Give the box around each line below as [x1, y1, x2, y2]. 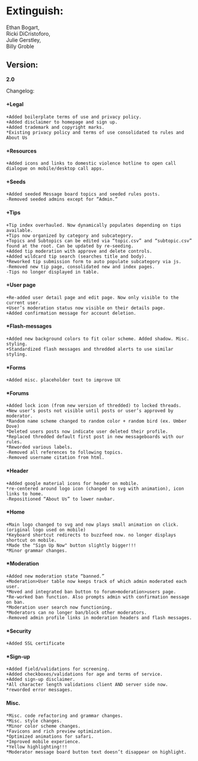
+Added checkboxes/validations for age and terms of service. [6, 671, 163, 677]
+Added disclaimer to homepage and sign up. [6, 119, 118, 125]
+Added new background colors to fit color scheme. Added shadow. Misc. [6, 335, 190, 342]
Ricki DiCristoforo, [6, 30, 50, 37]
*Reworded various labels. [6, 444, 73, 451]
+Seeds [6, 178, 26, 185]
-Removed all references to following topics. [6, 449, 123, 455]
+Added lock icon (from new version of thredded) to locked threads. [6, 402, 182, 409]
